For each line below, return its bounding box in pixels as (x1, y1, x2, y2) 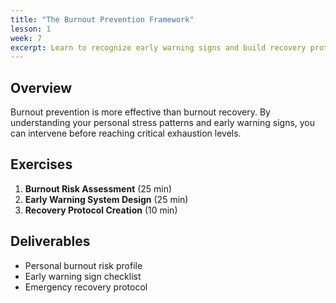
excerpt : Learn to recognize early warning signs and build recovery (10, 42, 307, 53)
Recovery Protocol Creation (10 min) (24, 204, 178, 216)
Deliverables (10, 233, 91, 250)
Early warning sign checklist (24, 270, 142, 282)
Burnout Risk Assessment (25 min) (24, 182, 173, 195)
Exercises (10, 156, 73, 173)
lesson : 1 (10, 24, 52, 34)
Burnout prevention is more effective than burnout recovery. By (10, 106, 271, 118)
